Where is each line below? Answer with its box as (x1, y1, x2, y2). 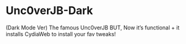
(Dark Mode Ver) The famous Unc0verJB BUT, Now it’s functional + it (5, 24, 180, 31)
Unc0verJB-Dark (5, 4, 93, 18)
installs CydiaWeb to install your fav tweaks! (5, 30, 116, 37)
